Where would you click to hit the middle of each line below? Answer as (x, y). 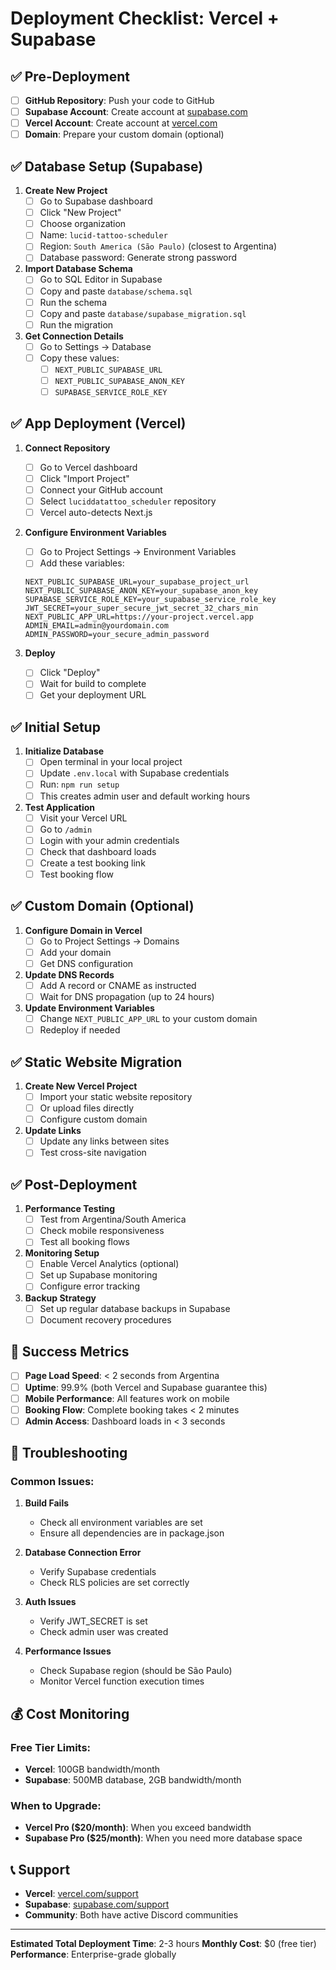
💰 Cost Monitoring (70, 1713)
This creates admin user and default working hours (145, 796)
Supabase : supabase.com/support (97, 1904)
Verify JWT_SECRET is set (93, 1621)
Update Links (53, 1131)
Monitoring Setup (62, 1253)
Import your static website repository (116, 1096)
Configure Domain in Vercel (83, 930)
